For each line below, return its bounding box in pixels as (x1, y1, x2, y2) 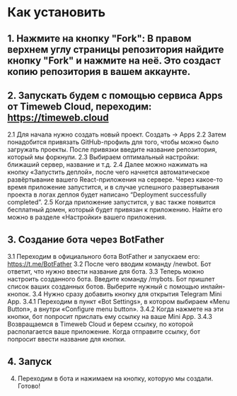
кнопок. (7, 290, 31, 298)
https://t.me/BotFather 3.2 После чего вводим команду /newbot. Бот (7, 260, 212, 269)
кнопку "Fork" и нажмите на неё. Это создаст (7, 54, 221, 66)
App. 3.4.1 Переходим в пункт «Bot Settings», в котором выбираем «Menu (7, 298, 230, 306)
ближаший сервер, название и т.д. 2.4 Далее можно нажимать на (7, 161, 208, 169)
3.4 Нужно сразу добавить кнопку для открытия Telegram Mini (32, 290, 222, 298)
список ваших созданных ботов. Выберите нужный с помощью (7, 282, 200, 291)
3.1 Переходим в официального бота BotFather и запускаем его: (7, 252, 200, 261)
